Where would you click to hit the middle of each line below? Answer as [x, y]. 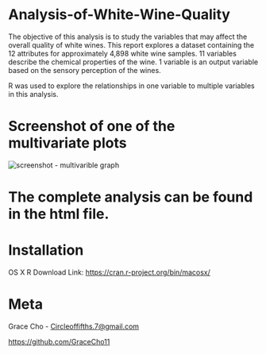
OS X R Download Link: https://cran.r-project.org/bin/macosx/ [109, 272]
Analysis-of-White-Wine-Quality [119, 15]
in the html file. [59, 214]
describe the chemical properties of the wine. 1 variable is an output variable [133, 62]
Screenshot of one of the [92, 127]
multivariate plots [67, 143]
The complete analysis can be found [131, 197]
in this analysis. [33, 94]
